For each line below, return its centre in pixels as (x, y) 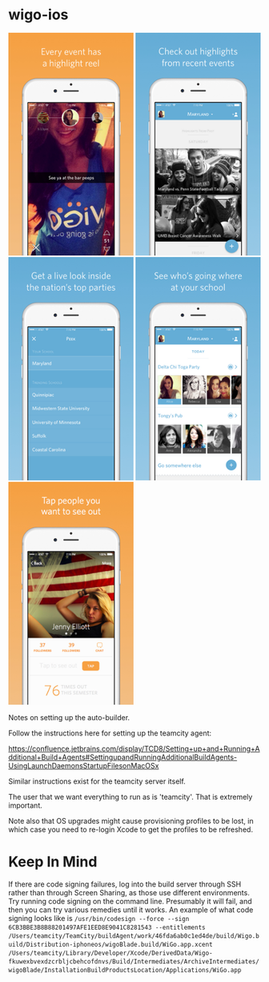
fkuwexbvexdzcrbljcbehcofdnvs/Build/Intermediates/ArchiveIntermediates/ (134, 962)
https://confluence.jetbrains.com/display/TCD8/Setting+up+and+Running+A (134, 749)
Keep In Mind (53, 862)
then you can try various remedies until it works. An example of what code (131, 910)
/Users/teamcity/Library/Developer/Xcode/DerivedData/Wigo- (111, 953)
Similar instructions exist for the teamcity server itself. (97, 781)
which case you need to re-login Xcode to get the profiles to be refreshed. (131, 829)
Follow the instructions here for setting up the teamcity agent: (110, 733)
